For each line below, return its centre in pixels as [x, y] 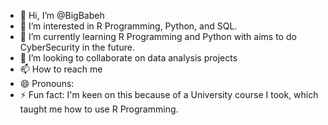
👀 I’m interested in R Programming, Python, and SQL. [128, 26]
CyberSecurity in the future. [77, 47]
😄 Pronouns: [47, 83]
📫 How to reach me [61, 69]
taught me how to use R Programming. [99, 109]
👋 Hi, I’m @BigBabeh [62, 15]
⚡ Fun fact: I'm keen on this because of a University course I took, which [169, 94]
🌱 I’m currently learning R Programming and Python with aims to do [158, 36]
